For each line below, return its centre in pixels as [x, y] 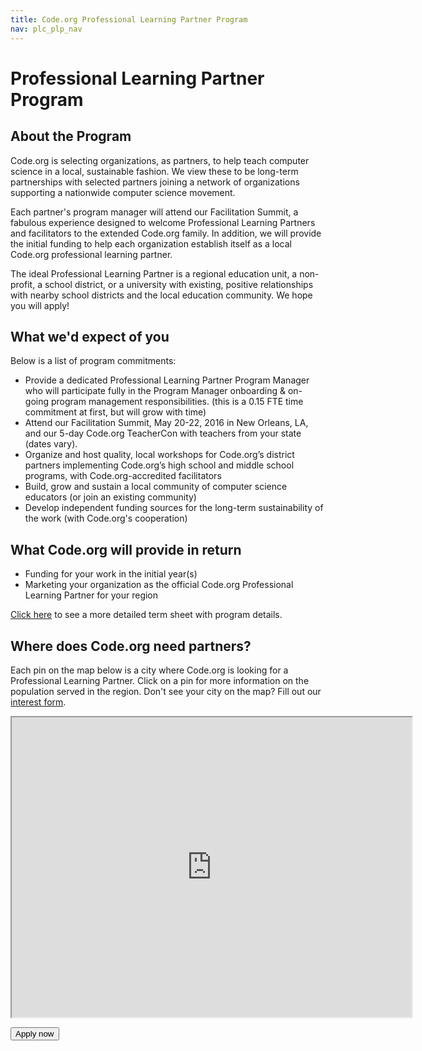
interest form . [38, 702]
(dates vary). [51, 444]
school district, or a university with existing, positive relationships [179, 284]
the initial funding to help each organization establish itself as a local [151, 243]
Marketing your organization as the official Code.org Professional [159, 585]
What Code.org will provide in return [126, 549]
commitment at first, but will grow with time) [115, 412]
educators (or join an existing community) [110, 497]
